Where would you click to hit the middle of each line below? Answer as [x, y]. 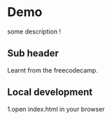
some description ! [34, 31]
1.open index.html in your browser [56, 109]
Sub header [33, 53]
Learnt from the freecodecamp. [52, 70]
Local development [50, 92]
